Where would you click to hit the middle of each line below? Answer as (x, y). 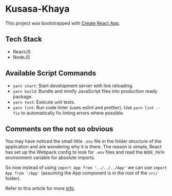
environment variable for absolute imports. (50, 158)
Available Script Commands (51, 73)
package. (23, 96)
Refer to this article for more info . (40, 188)
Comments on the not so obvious (59, 129)
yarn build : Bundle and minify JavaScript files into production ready (85, 91)
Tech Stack (24, 39)
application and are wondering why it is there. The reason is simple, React (83, 147)
